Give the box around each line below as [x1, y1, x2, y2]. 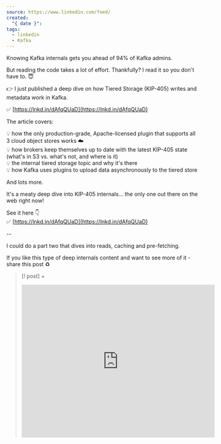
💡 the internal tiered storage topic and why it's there [6, 159, 138, 166]
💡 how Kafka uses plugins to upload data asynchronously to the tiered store [6, 166, 198, 174]
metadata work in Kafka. [6, 94, 69, 101]
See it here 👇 [6, 209, 40, 216]
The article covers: [6, 118, 54, 125]
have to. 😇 [6, 73, 34, 80]
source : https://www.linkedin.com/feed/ [6, 9, 111, 15]
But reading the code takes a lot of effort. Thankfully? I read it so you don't [6, 66, 195, 74]
